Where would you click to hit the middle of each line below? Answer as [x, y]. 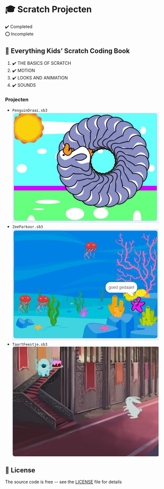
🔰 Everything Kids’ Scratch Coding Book [68, 51]
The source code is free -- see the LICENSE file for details [63, 482]
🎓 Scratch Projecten [48, 10]
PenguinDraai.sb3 [30, 111]
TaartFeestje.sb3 [30, 345]
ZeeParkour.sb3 [28, 227]
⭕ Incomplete [19, 34]
